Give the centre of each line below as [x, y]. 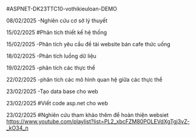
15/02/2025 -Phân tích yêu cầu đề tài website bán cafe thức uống [89, 44]
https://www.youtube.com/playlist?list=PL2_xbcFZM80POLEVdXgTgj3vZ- [98, 121]
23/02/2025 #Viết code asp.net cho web [57, 103]
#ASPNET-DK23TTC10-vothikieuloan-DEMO [62, 9]
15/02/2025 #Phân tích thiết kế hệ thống [57, 32]
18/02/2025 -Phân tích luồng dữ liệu [52, 56]
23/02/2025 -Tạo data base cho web [52, 91]
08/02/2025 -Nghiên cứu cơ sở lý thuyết [57, 20]
